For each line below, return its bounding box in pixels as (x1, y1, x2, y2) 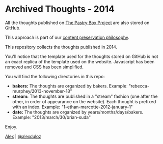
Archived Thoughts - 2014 (5, 3, 114, 15)
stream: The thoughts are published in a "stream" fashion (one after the (12, 93, 158, 99)
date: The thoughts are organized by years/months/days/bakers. (12, 109, 144, 115)
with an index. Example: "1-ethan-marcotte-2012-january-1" (12, 104, 133, 110)
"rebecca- (128, 83, 150, 89)
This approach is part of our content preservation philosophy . (5, 34, 130, 40)
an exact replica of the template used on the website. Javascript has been (5, 58, 155, 64)
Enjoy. (5, 124, 18, 130)
